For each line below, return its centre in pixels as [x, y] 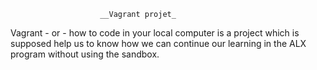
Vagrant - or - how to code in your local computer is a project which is [155, 33]
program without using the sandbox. [85, 54]
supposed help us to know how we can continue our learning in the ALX [158, 43]
